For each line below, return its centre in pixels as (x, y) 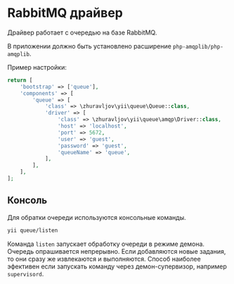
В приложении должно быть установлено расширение (90, 46)
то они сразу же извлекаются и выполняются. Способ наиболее (104, 259)
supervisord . (26, 273)
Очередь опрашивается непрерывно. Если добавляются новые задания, (117, 251)
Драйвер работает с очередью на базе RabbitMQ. (82, 32)
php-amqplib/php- (198, 47)
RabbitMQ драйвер (65, 13)
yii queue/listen (33, 230)
